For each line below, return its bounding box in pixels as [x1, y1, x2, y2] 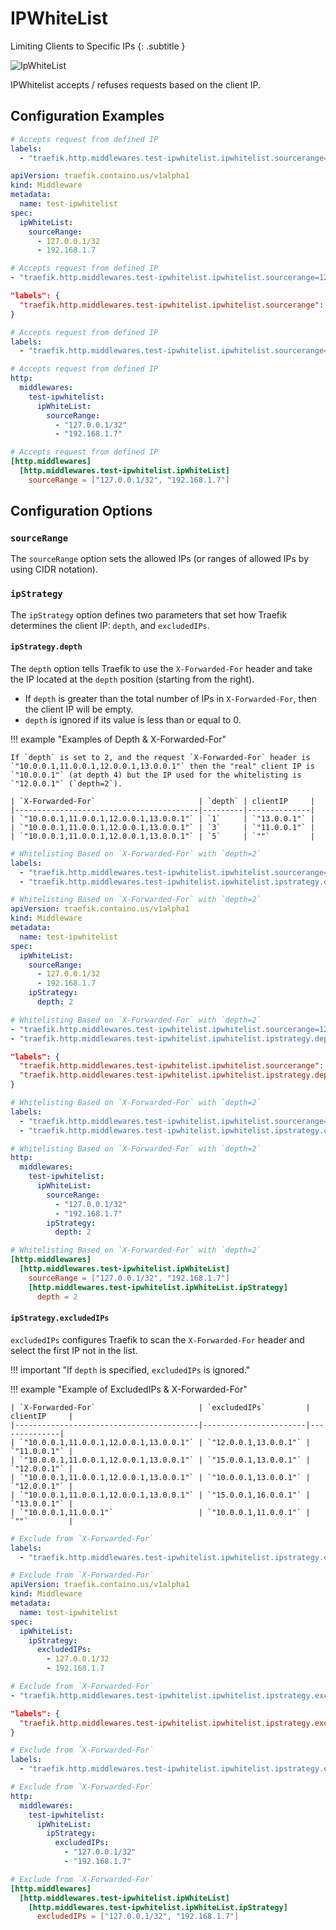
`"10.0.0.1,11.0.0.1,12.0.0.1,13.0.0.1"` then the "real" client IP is [10, 761, 315, 771]
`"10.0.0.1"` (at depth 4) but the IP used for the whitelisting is [10, 770, 302, 780]
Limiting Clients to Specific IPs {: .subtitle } [10, 40, 186, 52]
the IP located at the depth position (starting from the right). [10, 673, 255, 685]
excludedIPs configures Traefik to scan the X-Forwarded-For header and [10, 1333, 305, 1346]
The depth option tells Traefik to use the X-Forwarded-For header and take [10, 662, 313, 674]
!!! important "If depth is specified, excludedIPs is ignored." [10, 1363, 251, 1376]
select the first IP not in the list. [10, 1344, 138, 1356]
